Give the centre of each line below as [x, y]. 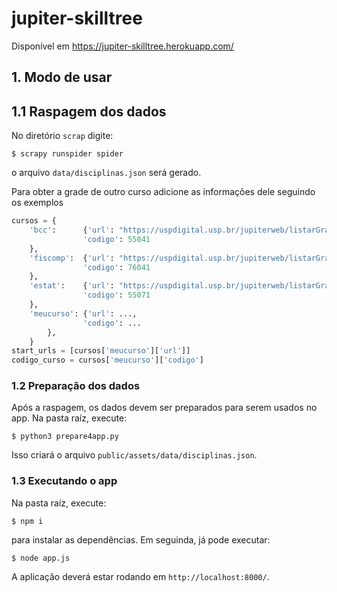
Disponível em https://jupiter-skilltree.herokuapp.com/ [122, 46]
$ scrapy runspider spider [67, 154]
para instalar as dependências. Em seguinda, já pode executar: [141, 539]
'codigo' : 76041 [116, 267]
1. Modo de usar [62, 77]
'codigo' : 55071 [116, 295]
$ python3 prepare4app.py [65, 437]
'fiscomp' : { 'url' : [72, 258]
